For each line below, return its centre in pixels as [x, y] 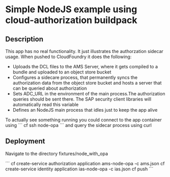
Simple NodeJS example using [71, 9]
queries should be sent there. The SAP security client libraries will [82, 99]
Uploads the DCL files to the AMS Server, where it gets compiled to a [85, 67]
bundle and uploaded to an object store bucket [62, 72]
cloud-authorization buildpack [71, 20]
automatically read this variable [46, 105]
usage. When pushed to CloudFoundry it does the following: [68, 57]
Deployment [25, 141]
